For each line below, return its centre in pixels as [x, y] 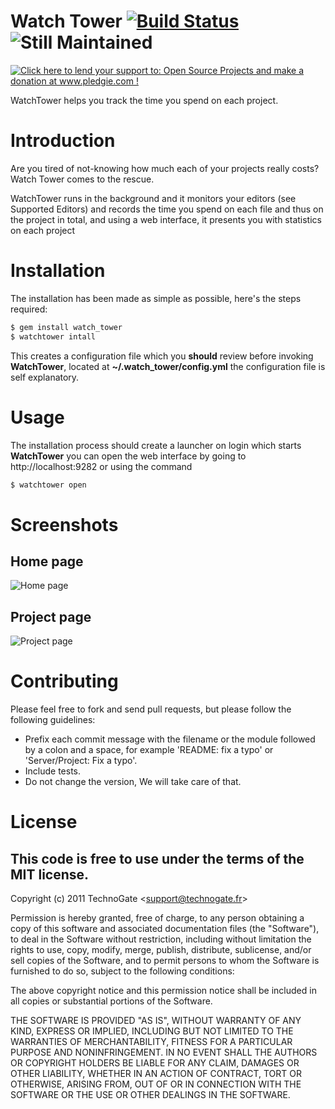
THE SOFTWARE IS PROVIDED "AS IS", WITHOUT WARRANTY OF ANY [156, 1021]
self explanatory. [45, 377]
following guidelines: [53, 720]
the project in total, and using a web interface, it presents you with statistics [166, 219]
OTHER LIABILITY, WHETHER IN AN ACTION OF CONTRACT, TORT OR [156, 1074]
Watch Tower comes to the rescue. [82, 179]
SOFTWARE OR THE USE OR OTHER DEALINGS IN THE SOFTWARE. [150, 1095]
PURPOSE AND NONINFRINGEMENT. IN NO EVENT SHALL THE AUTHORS [164, 1052]
